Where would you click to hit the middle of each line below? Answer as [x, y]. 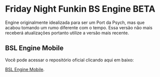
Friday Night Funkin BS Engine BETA [80, 9]
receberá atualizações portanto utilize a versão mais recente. [67, 33]
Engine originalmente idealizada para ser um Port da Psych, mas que [75, 22]
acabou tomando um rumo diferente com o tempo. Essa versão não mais [79, 27]
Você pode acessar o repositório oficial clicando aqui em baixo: [69, 60]
